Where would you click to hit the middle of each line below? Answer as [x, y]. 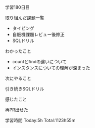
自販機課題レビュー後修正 [38, 34]
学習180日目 [18, 7]
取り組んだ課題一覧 [25, 18]
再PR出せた [17, 110]
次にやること [18, 78]
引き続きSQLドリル [25, 89]
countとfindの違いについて [39, 62]
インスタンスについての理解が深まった [51, 68]
